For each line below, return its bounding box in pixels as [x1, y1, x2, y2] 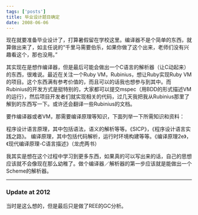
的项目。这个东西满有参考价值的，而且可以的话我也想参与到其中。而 [6, 78, 171, 85]
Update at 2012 [6, 188, 51, 196]
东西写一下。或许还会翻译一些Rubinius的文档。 [21, 101, 136, 108]
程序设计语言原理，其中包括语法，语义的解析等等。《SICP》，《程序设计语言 [6, 125, 186, 133]
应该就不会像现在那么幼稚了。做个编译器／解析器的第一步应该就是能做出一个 [6, 160, 192, 167]
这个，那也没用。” [16, 51, 58, 58]
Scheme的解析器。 [6, 167, 52, 174]
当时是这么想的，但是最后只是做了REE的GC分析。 [6, 202, 127, 209]
